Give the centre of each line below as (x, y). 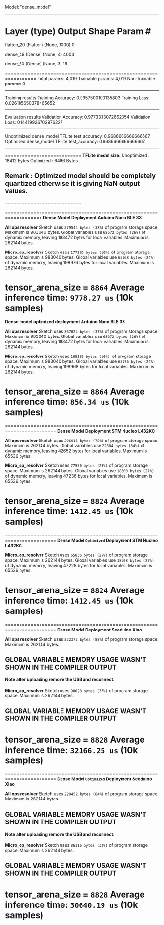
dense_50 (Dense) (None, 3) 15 (36, 63)
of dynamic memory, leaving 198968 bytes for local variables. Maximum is (80, 366)
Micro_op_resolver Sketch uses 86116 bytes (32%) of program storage (76, 845)
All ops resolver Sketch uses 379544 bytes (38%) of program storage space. (82, 227)
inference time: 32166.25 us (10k (72, 750)
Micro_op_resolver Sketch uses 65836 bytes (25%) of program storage (76, 555)
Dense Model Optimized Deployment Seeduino (104, 779)
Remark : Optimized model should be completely (81, 176)
